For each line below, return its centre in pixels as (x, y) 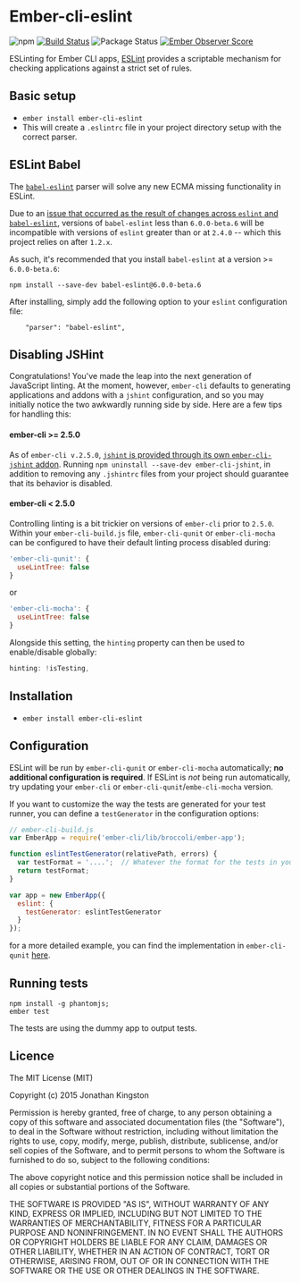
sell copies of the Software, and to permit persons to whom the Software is (147, 1150)
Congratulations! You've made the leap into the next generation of (130, 376)
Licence (32, 1056)
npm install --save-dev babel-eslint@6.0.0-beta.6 (105, 285)
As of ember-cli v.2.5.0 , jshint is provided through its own (120, 454)
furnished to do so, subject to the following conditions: (109, 1160)
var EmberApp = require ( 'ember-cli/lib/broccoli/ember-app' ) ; (127, 838)
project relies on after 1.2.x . (61, 241)
